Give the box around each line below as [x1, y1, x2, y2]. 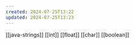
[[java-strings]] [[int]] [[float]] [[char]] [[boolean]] [5, 31, 130, 38]
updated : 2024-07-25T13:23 [5, 14, 74, 20]
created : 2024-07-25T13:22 [5, 8, 74, 15]
